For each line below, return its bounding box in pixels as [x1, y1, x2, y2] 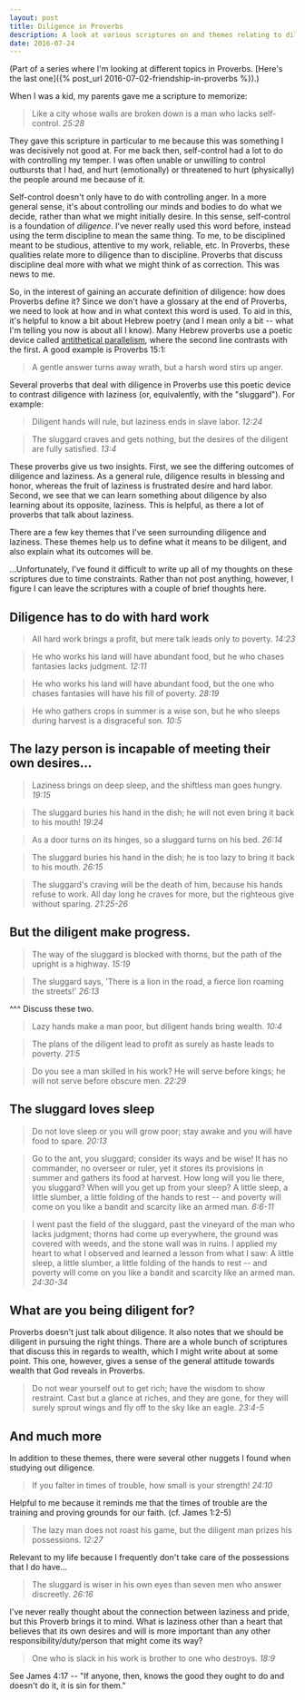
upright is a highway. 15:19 [31, 958, 131, 969]
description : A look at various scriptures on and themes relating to [9, 30, 282, 39]
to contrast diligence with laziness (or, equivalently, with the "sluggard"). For [9, 389, 295, 400]
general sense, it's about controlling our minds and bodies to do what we [9, 201, 282, 212]
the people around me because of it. [9, 174, 145, 185]
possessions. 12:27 [31, 1535, 103, 1546]
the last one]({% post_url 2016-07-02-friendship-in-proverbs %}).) [9, 74, 261, 84]
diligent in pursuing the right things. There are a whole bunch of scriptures [9, 1336, 288, 1348]
